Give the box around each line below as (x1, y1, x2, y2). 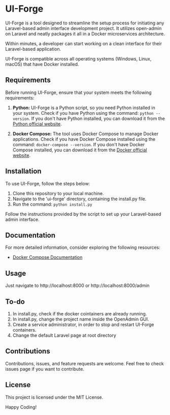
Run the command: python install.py (12, 201, 92, 207)
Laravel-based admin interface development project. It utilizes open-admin (5, 25, 162, 31)
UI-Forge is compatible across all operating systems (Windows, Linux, (5, 55, 152, 61)
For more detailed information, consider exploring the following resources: (5, 244, 161, 250)
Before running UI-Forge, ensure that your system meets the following (5, 89, 152, 95)
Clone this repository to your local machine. (12, 190, 104, 196)
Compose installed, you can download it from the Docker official (12, 147, 147, 153)
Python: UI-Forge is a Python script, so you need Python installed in (12, 105, 156, 111)
